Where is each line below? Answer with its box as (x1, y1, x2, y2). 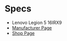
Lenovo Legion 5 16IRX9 (11, 19, 62, 25)
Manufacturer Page (11, 24, 52, 30)
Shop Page (11, 30, 35, 36)
